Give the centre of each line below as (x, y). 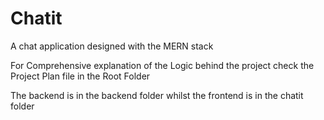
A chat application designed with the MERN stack (112, 46)
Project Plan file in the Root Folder (80, 76)
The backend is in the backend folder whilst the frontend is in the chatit (157, 95)
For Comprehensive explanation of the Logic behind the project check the (162, 65)
